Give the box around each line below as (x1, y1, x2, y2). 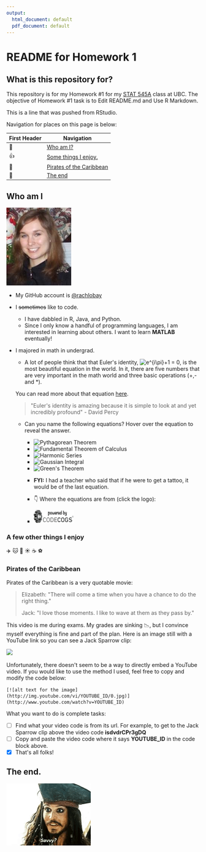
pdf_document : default (12, 23, 70, 29)
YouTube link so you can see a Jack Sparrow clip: (6, 636, 132, 644)
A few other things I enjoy (6, 533, 85, 542)
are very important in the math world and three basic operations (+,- (24, 371, 197, 379)
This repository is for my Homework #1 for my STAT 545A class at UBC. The (6, 91, 198, 98)
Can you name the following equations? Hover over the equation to (24, 420, 194, 428)
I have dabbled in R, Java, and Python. (24, 316, 121, 323)
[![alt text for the (6, 687, 59, 693)
